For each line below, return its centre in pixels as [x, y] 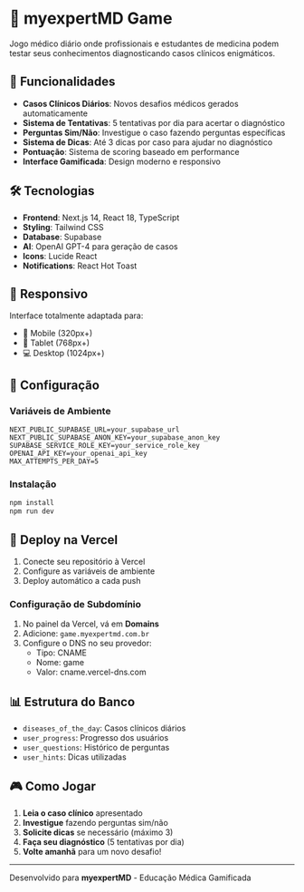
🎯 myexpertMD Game [91, 19]
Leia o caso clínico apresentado [82, 813]
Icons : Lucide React [60, 256]
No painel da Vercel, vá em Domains [91, 624]
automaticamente [55, 113]
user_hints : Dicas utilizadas [74, 757]
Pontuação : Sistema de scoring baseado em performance [131, 151]
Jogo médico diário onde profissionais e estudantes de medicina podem [144, 44]
